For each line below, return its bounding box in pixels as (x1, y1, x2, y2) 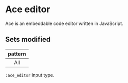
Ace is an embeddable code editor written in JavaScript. (5, 20, 123, 26)
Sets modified (5, 35, 51, 44)
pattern (8, 50, 27, 57)
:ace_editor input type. (5, 72, 55, 78)
